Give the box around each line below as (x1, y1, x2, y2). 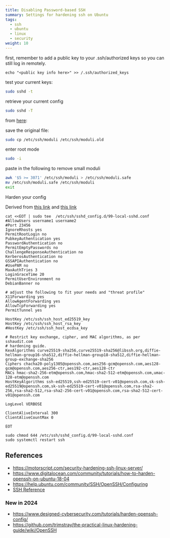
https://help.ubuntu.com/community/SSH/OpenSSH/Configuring (12, 481, 148, 487)
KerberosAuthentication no (5, 254, 63, 259)
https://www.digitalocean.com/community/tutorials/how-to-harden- (12, 470, 156, 476)
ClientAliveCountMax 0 (5, 415, 54, 420)
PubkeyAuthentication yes (5, 236, 60, 241)
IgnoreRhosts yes (5, 227, 42, 232)
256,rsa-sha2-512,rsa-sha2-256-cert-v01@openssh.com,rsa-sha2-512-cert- (5, 388, 163, 393)
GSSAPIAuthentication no (5, 259, 58, 264)
